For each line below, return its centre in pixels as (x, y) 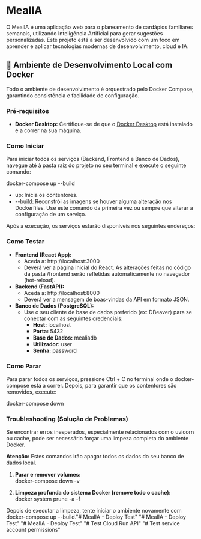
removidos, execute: (31, 392)
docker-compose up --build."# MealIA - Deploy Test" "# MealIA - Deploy (96, 517)
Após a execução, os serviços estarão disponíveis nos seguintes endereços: (101, 226)
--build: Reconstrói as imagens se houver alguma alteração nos (93, 201)
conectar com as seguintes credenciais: (73, 318)
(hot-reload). (40, 280)
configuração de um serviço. (51, 215)
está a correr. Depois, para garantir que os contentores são (104, 385)
